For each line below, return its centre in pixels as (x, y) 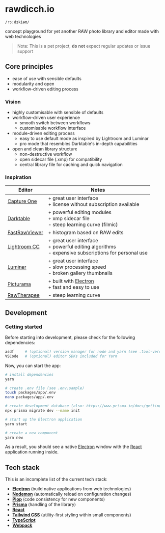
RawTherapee (24, 295)
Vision (13, 102)
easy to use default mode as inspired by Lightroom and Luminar (84, 139)
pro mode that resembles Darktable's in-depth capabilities (78, 144)
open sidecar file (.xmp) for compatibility (61, 159)
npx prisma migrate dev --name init (42, 411)
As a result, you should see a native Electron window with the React (74, 447)
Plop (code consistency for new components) (58, 499)
